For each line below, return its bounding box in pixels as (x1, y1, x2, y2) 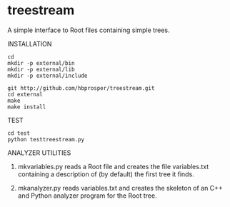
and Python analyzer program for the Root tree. (17, 191, 157, 200)
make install (7, 103, 46, 111)
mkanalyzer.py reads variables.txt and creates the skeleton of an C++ (17, 183, 223, 192)
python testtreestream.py (7, 136, 84, 143)
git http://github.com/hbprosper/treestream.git (7, 84, 155, 91)
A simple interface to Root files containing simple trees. (7, 26, 170, 34)
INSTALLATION (7, 39, 52, 48)
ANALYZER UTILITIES (7, 148, 71, 157)
